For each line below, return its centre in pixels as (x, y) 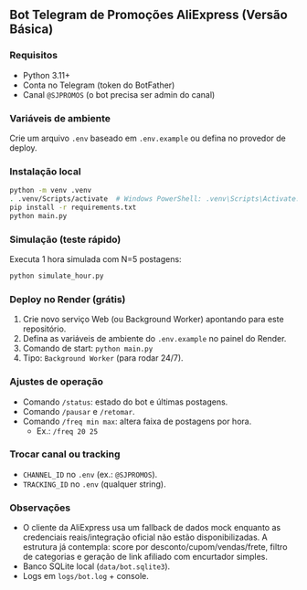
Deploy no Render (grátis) (68, 299)
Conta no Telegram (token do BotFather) (99, 85)
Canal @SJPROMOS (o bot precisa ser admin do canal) (119, 94)
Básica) (32, 30)
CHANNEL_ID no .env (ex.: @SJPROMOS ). (90, 474)
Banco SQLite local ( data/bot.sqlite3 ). (96, 566)
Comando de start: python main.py (88, 348)
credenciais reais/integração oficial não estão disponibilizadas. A (145, 537)
